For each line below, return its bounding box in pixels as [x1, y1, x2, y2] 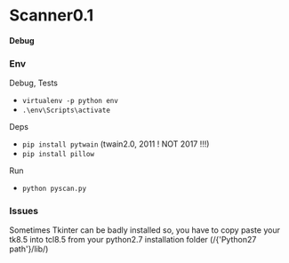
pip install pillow [21, 150, 95, 159]
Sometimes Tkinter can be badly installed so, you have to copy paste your [9, 225, 280, 235]
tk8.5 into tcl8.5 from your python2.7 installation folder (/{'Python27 [9, 235, 257, 245]
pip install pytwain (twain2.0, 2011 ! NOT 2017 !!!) [21, 139, 210, 149]
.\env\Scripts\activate [21, 106, 111, 116]
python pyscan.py [21, 184, 87, 194]
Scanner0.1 [9, 5, 94, 26]
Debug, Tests [9, 77, 59, 89]
